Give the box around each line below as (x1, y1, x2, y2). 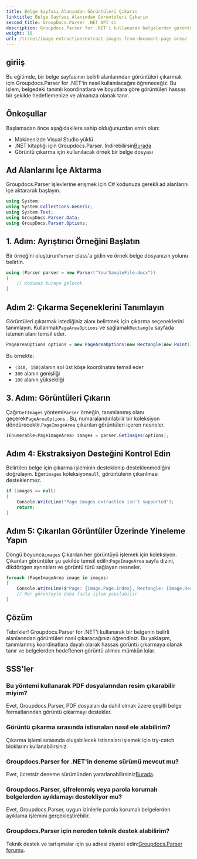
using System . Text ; (6, 209, 54, 215)
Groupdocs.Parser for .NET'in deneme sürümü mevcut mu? (6, 757, 179, 766)
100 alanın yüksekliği (14, 376, 64, 383)
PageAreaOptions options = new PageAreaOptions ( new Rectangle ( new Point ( (6, 341, 191, 347)
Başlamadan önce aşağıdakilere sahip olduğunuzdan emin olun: (6, 124, 160, 131)
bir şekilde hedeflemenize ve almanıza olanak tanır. (6, 92, 130, 99)
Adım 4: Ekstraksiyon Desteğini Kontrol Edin (6, 448, 171, 458)
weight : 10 (6, 31, 33, 36)
